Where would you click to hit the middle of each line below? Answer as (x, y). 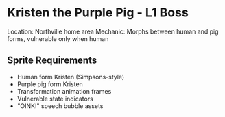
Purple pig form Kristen (50, 84)
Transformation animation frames (64, 91)
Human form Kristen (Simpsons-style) (71, 77)
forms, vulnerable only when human (58, 38)
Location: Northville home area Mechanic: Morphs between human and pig (113, 31)
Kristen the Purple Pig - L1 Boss (98, 13)
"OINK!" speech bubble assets (60, 106)
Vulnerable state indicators (55, 99)
